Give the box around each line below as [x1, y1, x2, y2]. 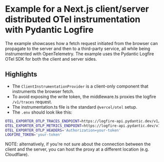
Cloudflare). [5, 152, 29, 158]
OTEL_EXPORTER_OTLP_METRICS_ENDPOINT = [5, 123, 84, 128]
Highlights [5, 70, 38, 79]
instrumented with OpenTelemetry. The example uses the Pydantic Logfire [5, 50, 154, 57]
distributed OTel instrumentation [5, 14, 141, 25]
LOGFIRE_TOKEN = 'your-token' [5, 132, 62, 138]
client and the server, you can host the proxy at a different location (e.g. [5, 146, 149, 152]
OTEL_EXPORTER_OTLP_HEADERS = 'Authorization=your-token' [5, 128, 121, 133]
